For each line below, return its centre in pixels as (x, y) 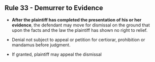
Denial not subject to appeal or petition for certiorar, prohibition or (78, 40)
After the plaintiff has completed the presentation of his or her (77, 20)
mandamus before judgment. (41, 45)
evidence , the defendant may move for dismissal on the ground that (81, 25)
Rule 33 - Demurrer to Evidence (54, 8)
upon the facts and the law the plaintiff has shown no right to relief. (80, 30)
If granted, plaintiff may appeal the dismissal (57, 54)
